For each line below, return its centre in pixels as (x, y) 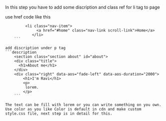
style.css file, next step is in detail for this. (59, 113)
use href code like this (28, 17)
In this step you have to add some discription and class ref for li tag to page (83, 7)
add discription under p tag (35, 48)
